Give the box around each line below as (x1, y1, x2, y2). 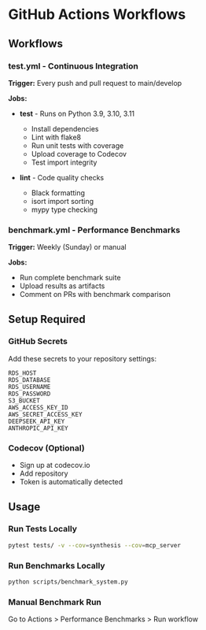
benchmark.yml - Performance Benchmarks (8, 224, 181, 235)
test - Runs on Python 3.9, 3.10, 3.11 (19, 109, 135, 118)
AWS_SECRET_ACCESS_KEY (8, 410, 83, 418)
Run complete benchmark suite (19, 273, 121, 283)
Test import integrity (31, 157, 97, 167)
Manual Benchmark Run (8, 596, 102, 607)
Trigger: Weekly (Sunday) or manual (8, 243, 127, 252)
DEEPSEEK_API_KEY (8, 417, 65, 425)
